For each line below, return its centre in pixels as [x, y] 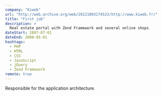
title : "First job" [25, 19]
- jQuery [19, 65]
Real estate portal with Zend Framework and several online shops [79, 28]
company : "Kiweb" [23, 10]
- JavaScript [23, 60]
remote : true [19, 74]
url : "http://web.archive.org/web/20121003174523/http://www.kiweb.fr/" [81, 14]
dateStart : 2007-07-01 [28, 33]
